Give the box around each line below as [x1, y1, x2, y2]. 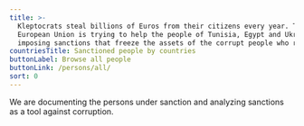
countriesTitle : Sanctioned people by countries [9, 47, 196, 56]
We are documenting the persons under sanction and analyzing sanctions [9, 96, 285, 107]
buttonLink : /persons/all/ [9, 64, 111, 73]
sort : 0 [9, 72, 39, 81]
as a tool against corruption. [9, 105, 115, 117]
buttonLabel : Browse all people [9, 55, 131, 64]
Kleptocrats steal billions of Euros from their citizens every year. [17, 22, 290, 31]
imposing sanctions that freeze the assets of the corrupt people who [17, 38, 290, 48]
